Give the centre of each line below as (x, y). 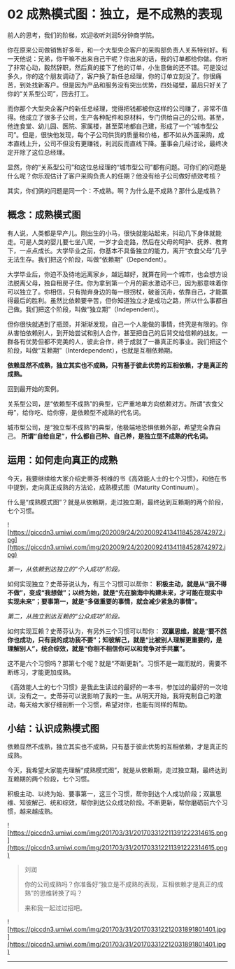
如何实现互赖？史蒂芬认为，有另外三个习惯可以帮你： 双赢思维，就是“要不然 (117, 631)
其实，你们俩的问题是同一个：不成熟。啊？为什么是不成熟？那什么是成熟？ (114, 190)
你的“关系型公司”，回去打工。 (50, 93)
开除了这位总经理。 (41, 152)
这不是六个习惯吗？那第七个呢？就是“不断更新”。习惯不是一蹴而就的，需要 (114, 663)
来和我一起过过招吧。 (55, 908)
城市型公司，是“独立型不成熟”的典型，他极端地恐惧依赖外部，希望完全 (108, 427)
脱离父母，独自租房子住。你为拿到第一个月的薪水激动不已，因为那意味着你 (120, 283)
